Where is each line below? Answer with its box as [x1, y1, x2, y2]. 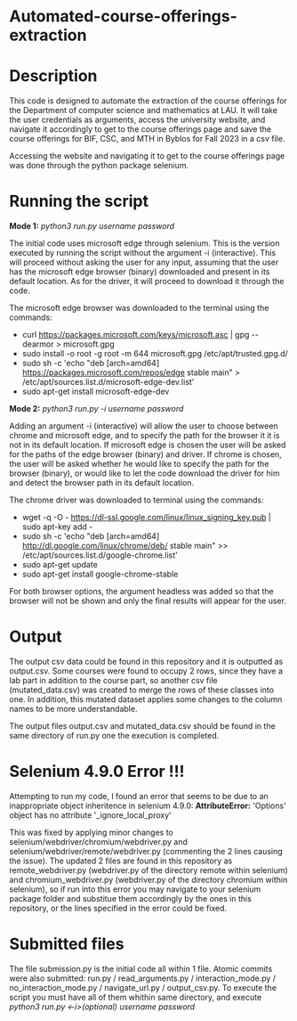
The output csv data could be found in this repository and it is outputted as [9, 657, 284, 666]
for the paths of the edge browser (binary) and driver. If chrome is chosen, [9, 449, 282, 460]
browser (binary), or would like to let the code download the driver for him [9, 468, 280, 478]
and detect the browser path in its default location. [9, 478, 194, 488]
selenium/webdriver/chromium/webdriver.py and [9, 836, 189, 847]
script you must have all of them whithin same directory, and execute [9, 992, 262, 1002]
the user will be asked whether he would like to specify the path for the [9, 459, 269, 470]
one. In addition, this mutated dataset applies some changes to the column [9, 694, 283, 705]
